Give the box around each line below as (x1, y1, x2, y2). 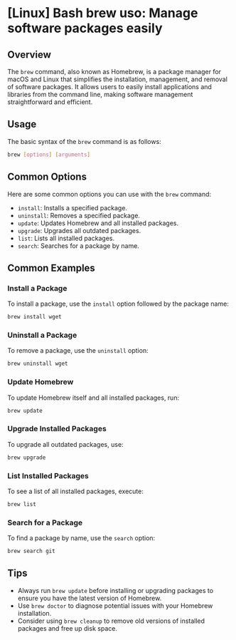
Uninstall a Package (7, 330, 77, 340)
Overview (7, 48, 52, 61)
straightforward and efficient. (7, 98, 93, 106)
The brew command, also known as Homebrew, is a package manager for (7, 68, 222, 76)
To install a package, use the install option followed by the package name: (7, 299, 229, 308)
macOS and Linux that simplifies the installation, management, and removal (7, 75, 227, 83)
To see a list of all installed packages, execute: (7, 487, 144, 495)
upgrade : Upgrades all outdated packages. (17, 226, 141, 234)
